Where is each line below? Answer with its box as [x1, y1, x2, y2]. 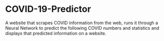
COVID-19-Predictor [5, 3, 92, 15]
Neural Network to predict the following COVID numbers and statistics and [5, 25, 159, 31]
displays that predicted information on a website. [5, 30, 107, 36]
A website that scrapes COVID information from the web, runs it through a [5, 20, 158, 26]
